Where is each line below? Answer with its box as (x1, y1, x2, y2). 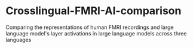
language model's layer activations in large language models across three (5, 30, 187, 37)
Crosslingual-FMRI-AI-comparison (5, 4, 182, 18)
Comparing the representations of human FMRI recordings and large (5, 24, 174, 31)
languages (5, 36, 32, 43)
